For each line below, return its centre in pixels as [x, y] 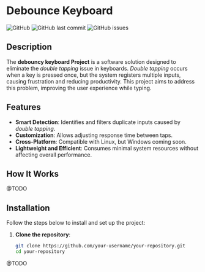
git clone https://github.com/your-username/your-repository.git [100, 246]
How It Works [33, 173]
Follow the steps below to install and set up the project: [76, 223]
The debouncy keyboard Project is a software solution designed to [91, 61]
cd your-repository [40, 252]
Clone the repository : [43, 235]
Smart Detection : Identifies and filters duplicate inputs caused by [98, 122]
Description [29, 47]
